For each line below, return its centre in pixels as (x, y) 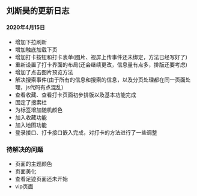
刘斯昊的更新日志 (38, 11)
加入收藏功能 (31, 117)
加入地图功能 (31, 125)
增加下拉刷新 (31, 42)
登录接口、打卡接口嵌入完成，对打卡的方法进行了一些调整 (86, 132)
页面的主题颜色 (33, 163)
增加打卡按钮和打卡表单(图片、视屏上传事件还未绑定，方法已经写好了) (101, 57)
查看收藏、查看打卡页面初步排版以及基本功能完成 (75, 95)
